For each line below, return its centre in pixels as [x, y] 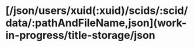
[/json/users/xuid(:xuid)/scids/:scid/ [97, 11]
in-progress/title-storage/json [80, 35]
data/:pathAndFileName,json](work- [96, 23]
